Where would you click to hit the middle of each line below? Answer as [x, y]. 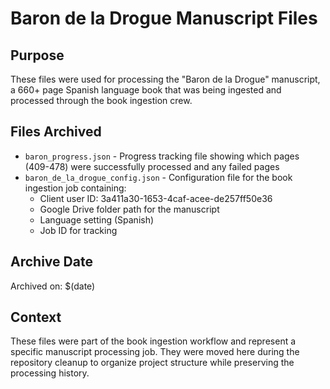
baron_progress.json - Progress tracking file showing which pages [162, 156]
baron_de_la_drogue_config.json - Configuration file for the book [158, 177]
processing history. [50, 373]
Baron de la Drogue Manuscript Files [164, 18]
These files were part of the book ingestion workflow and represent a [153, 341]
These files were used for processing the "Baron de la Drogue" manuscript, [165, 79]
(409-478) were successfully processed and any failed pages [152, 166]
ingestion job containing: [75, 188]
